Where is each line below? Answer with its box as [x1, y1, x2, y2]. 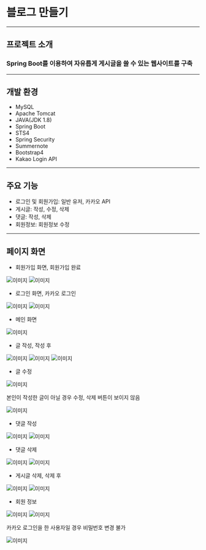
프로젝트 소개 [6, 39, 53, 50]
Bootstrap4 [15, 149, 44, 156]
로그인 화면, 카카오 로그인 [15, 290, 77, 297]
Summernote [15, 142, 48, 150]
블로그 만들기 [6, 6, 69, 20]
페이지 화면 [6, 246, 46, 257]
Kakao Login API [15, 156, 57, 163]
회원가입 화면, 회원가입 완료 [15, 264, 82, 271]
